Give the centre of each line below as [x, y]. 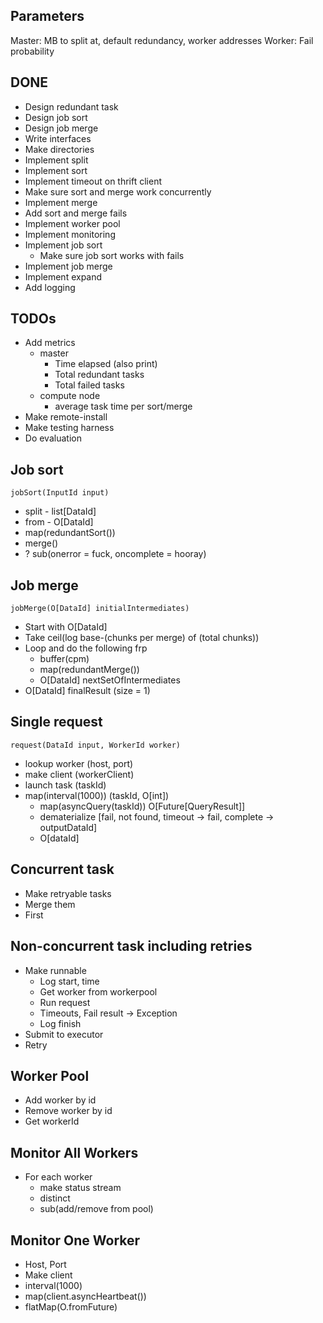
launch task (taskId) [65, 785]
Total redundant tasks [99, 375]
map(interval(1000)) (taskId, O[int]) [97, 795]
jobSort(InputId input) [60, 493]
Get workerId [52, 1121]
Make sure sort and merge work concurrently [118, 191]
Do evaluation [53, 438]
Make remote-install [66, 417]
